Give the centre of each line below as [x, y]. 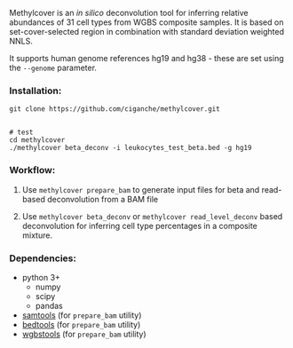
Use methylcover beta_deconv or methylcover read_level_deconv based [152, 216]
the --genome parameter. [53, 67]
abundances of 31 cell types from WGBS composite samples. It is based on [146, 22]
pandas [49, 305]
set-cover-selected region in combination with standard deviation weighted [147, 32]
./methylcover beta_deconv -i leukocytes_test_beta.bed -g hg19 [131, 148]
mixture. [37, 235]
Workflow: [32, 170]
